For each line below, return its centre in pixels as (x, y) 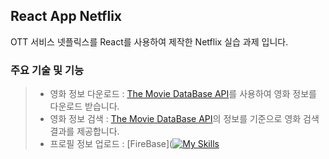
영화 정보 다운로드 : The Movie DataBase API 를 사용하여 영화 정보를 (183, 94)
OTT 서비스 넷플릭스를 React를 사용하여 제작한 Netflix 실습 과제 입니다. (149, 41)
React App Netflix (66, 16)
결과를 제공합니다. (84, 131)
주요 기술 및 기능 (47, 70)
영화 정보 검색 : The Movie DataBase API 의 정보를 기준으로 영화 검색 (184, 119)
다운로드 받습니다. (84, 106)
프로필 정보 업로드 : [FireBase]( (111, 144)
